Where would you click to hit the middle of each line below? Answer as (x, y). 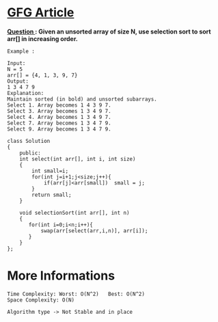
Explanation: (26, 93)
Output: (18, 81)
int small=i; (50, 171)
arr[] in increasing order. (43, 38)
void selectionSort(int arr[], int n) (74, 213)
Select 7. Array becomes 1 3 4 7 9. (59, 123)
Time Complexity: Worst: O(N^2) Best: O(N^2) (76, 294)
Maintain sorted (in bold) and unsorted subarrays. (82, 99)
